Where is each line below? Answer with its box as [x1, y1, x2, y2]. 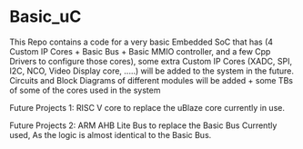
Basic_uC [9, 6, 82, 27]
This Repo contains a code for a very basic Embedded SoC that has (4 [9, 36, 274, 47]
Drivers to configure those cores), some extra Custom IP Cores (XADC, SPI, [9, 55, 293, 66]
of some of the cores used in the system [9, 84, 161, 95]
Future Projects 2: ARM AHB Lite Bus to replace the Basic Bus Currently [9, 120, 278, 131]
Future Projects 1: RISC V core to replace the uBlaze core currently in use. [9, 102, 285, 113]
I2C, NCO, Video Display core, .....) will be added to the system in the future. [9, 65, 294, 76]
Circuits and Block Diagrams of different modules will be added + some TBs [9, 74, 294, 85]
